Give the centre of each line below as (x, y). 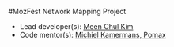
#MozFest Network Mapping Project (67, 11)
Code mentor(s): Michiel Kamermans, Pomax (93, 35)
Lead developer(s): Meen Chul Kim (76, 26)
